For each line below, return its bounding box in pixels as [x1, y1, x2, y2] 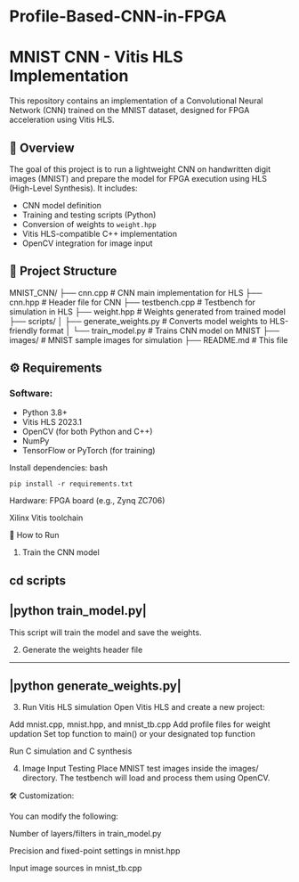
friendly [9, 325, 38, 336]
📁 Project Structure [9, 264, 117, 279]
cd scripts [9, 573, 67, 588]
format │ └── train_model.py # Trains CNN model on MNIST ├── [39, 325, 280, 336]
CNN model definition [21, 200, 102, 210]
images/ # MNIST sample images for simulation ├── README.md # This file [9, 334, 288, 345]
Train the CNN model [21, 547, 100, 558]
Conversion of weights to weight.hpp [21, 218, 158, 229]
